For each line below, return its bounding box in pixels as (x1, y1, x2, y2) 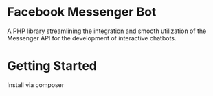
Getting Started (7, 58, 98, 74)
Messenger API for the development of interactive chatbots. (7, 34, 177, 42)
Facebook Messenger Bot (7, 4, 157, 20)
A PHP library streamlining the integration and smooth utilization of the (7, 27, 207, 35)
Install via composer (7, 80, 65, 89)
